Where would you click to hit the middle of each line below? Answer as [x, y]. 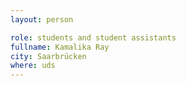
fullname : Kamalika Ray [60, 47]
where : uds [33, 66]
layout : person [42, 19]
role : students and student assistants [93, 37]
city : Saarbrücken [48, 56]
